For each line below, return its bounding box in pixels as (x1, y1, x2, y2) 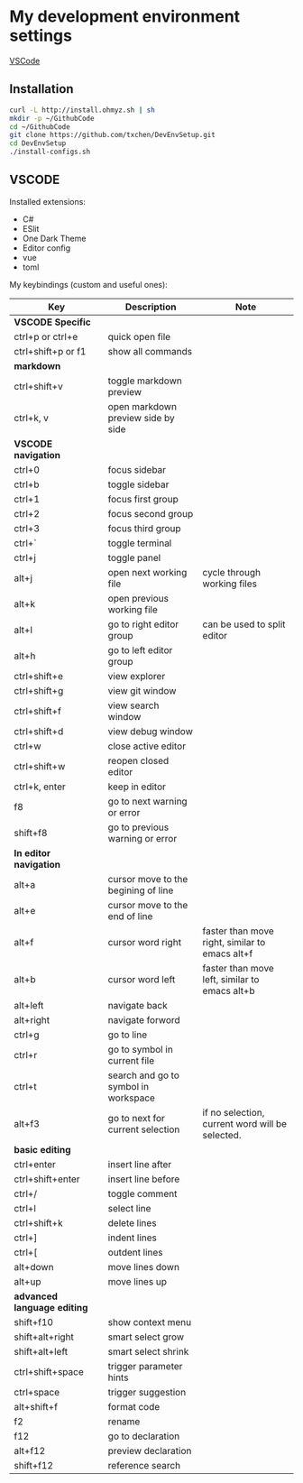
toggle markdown (107, 374, 182, 387)
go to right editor (107, 618, 179, 631)
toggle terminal (107, 537, 172, 549)
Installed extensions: (9, 196, 86, 207)
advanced (14, 1290, 59, 1303)
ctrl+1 (14, 493, 41, 505)
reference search (107, 1459, 181, 1471)
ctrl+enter (14, 1157, 57, 1170)
